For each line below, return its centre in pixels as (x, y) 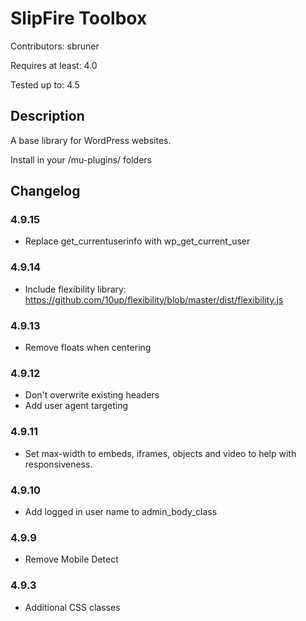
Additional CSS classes (72, 607)
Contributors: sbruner (55, 46)
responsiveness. (58, 464)
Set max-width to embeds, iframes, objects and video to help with (160, 453)
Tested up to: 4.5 (45, 84)
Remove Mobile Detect (71, 559)
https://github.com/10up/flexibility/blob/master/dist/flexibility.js (154, 299)
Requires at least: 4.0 (54, 65)
